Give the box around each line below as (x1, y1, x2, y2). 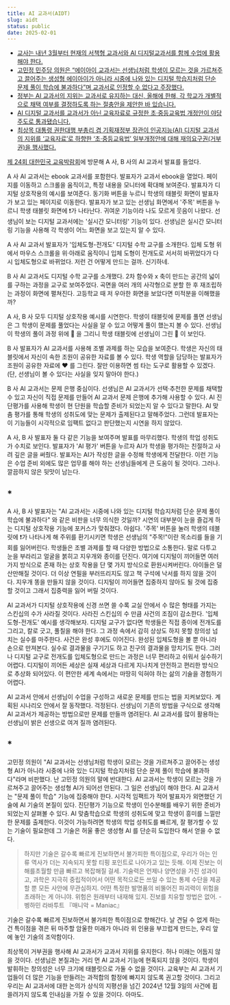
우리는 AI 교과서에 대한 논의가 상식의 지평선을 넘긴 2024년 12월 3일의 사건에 (7, 982, 211, 990)
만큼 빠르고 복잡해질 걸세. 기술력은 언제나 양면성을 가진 (53, 866, 200, 875)
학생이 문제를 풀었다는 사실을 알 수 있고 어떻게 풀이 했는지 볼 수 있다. (21, 321, 204, 329)
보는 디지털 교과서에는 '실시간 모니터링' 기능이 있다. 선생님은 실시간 (25, 217, 205, 226)
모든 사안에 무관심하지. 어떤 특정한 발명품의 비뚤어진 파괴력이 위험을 (38, 884, 220, 892)
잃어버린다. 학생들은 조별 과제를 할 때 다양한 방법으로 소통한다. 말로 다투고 (19, 543, 217, 552)
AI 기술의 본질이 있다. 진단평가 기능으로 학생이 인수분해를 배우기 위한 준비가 (19, 801, 221, 809)
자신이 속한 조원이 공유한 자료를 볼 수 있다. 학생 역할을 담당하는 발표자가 (30, 353, 222, 361)
